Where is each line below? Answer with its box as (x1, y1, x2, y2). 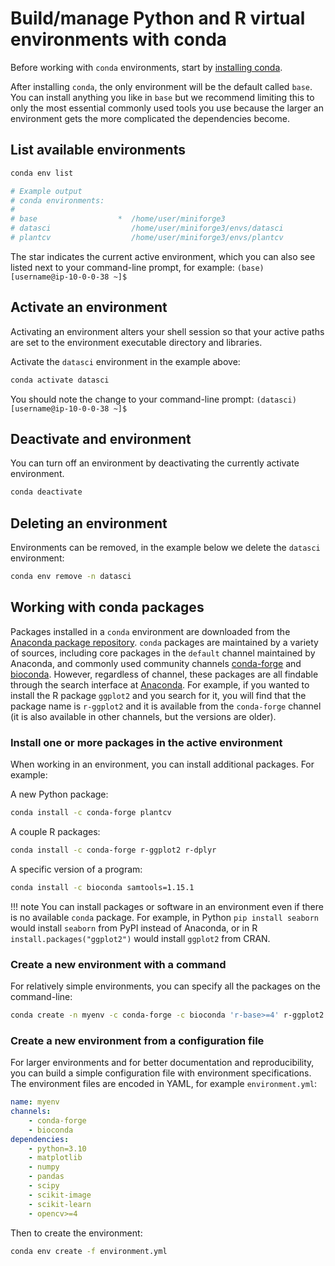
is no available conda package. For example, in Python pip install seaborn (10, 911, 320, 923)
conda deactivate (10, 487, 83, 497)
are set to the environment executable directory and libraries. (10, 336, 263, 348)
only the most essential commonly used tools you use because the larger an (10, 102, 324, 114)
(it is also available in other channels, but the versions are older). (10, 710, 277, 722)
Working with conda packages (10, 599, 205, 616)
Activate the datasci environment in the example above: (10, 355, 241, 367)
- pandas (28, 1172, 65, 1182)
